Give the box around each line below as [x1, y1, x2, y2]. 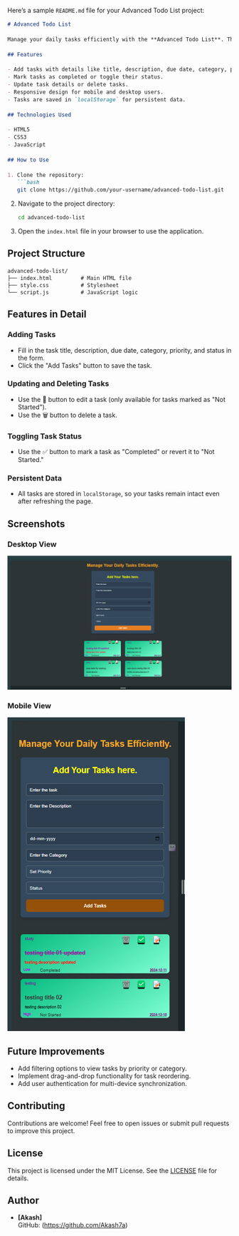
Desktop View [7, 539, 57, 549]
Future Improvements [7, 1045, 105, 1057]
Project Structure [7, 248, 85, 260]
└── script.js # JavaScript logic [7, 288, 139, 296]
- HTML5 [7, 126, 31, 134]
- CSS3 [7, 134, 27, 141]
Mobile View [7, 700, 52, 710]
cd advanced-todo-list [17, 214, 85, 221]
